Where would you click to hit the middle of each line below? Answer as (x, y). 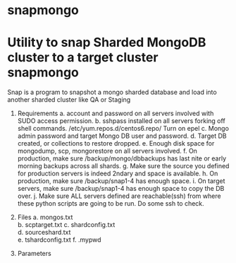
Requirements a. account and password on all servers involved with (116, 113)
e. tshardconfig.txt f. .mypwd (59, 240)
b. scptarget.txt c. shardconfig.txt (66, 225)
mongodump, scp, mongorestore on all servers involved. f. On (107, 151)
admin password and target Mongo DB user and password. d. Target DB (122, 136)
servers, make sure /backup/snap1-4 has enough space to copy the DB (121, 189)
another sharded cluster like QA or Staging (69, 100)
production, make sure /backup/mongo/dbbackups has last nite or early (122, 158)
